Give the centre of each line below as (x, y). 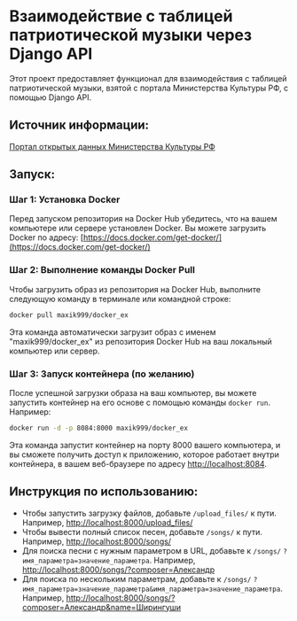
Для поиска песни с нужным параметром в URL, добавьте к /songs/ (152, 550)
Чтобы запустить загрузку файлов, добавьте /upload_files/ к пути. (149, 513)
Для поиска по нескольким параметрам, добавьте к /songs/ (137, 578)
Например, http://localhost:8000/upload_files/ (107, 522)
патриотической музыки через (131, 35)
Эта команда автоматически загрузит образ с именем (113, 332)
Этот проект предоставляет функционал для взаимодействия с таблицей (148, 78)
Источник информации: (79, 125)
